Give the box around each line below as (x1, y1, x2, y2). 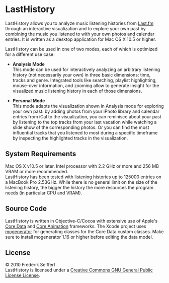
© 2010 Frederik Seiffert (5, 262, 55, 268)
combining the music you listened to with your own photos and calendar (5, 31, 155, 37)
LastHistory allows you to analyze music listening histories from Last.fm (5, 20, 154, 26)
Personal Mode (12, 97, 45, 104)
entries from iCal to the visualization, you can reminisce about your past (12, 113, 162, 119)
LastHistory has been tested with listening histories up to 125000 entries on (5, 174, 162, 180)
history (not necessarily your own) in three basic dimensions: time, (12, 72, 151, 78)
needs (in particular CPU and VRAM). (5, 190, 82, 196)
